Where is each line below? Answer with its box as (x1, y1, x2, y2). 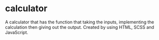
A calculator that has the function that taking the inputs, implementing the (5, 19, 154, 25)
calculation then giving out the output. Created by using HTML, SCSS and (5, 24, 154, 30)
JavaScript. (5, 29, 29, 35)
